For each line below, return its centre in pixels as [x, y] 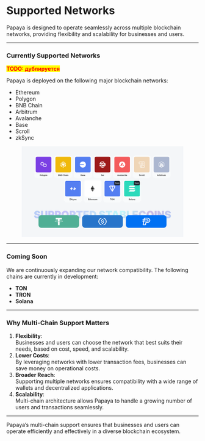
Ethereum [27, 93]
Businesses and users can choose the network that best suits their [99, 342]
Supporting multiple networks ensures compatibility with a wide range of [106, 381]
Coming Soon [27, 257]
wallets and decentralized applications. [64, 387]
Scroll [22, 131]
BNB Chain [29, 106]
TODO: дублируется [33, 69]
